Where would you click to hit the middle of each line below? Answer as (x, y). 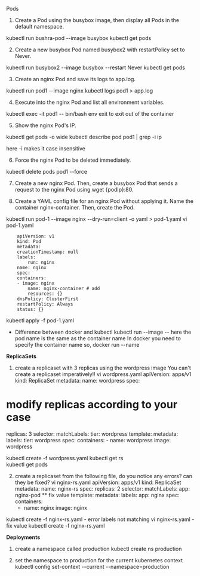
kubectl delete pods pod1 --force (47, 172)
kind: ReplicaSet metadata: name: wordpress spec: (77, 381)
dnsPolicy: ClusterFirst (48, 299)
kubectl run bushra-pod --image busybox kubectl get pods (79, 38)
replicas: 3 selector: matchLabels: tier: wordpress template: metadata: (92, 434)
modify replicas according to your (92, 405)
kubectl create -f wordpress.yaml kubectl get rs (65, 458)
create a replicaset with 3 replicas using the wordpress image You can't (103, 368)
